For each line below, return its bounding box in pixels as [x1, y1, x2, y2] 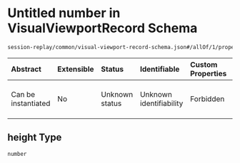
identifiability [139, 98, 184, 108]
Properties [190, 68, 227, 78]
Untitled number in [7, 5, 121, 21]
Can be [11, 89, 36, 99]
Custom [190, 59, 218, 69]
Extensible [56, 64, 94, 74]
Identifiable [139, 64, 180, 74]
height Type [7, 132, 62, 144]
